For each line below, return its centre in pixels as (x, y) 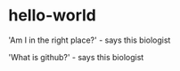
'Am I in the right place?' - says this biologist (90, 40)
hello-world (53, 16)
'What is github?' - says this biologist (76, 57)
